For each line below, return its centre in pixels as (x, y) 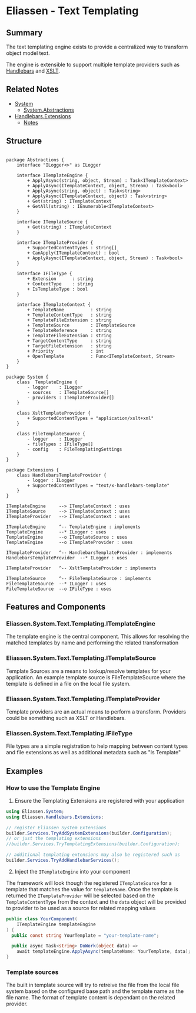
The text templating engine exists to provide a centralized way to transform (97, 47)
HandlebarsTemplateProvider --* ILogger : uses (67, 558)
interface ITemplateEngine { (52, 175)
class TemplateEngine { (47, 382)
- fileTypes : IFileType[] (60, 444)
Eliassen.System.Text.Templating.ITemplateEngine (81, 623)
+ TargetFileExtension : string (69, 346)
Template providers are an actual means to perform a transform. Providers (96, 711)
